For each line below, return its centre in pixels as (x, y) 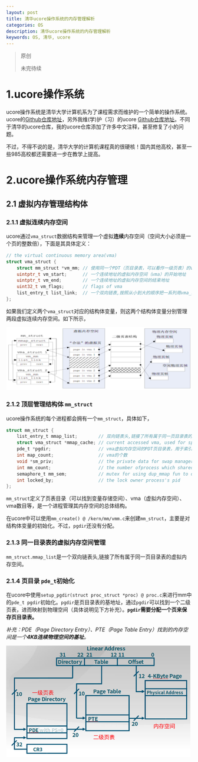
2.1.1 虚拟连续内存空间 (37, 222)
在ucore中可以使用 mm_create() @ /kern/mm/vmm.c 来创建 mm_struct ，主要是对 (98, 518)
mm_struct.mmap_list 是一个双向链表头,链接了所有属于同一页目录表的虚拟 (94, 557)
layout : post (22, 12)
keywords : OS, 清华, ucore (38, 38)
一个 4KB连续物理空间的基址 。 (53, 637)
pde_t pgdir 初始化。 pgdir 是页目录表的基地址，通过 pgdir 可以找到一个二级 (101, 602)
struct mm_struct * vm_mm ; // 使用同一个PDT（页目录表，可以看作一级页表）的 (104, 268)
